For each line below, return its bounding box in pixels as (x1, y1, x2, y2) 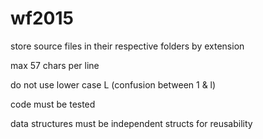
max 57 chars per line (10, 59, 100, 71)
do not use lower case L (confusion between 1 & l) (10, 78, 217, 91)
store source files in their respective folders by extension (10, 40, 245, 52)
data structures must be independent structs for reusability (10, 117, 253, 129)
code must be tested (10, 98, 96, 110)
